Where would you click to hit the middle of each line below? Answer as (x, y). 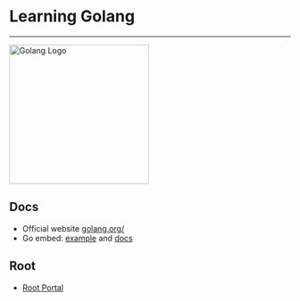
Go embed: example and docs (77, 238)
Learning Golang (72, 16)
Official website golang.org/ (73, 228)
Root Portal (43, 288)
